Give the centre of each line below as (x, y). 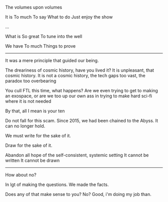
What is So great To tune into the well (44, 36)
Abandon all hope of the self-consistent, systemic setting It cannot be (77, 155)
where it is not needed (28, 101)
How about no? (21, 175)
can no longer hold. (25, 126)
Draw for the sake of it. (29, 145)
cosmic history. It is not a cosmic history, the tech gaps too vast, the (75, 75)
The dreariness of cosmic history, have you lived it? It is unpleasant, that (79, 70)
